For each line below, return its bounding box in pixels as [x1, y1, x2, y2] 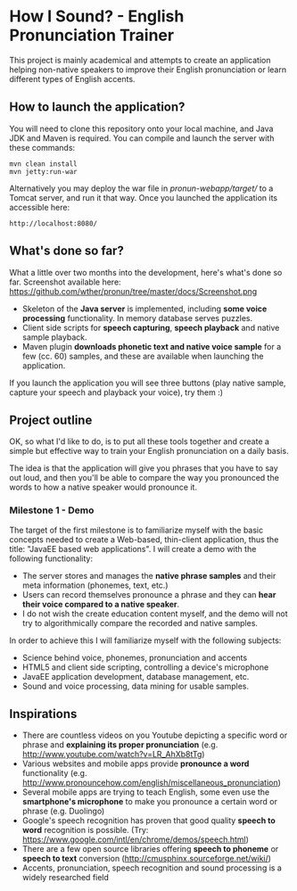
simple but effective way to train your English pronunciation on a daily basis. [9, 446, 289, 457]
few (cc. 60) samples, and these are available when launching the [21, 351, 264, 361]
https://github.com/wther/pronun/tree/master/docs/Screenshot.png [9, 285, 258, 296]
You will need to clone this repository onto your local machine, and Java [9, 123, 274, 134]
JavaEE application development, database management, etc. [21, 671, 250, 681]
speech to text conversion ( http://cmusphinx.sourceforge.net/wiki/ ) [21, 854, 272, 864]
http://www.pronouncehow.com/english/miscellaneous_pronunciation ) [21, 778, 281, 788]
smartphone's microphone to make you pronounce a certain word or [21, 796, 278, 807]
